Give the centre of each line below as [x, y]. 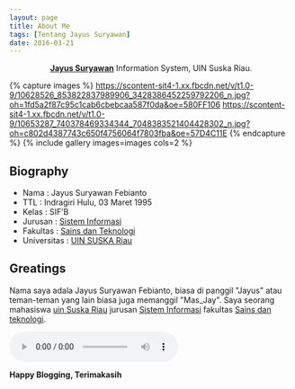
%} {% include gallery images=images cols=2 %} [101, 143]
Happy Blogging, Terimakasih [66, 375]
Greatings [38, 269]
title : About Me [40, 26]
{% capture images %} [52, 85]
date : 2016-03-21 [42, 43]
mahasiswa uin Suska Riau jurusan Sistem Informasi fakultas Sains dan [140, 309]
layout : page [34, 18]
